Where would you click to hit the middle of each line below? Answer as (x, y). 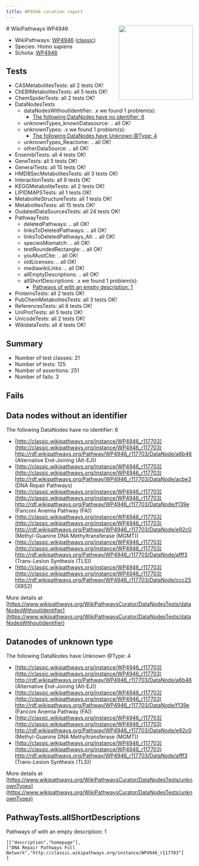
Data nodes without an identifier (67, 416)
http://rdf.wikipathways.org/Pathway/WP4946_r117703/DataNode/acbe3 (103, 479)
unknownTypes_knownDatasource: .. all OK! (77, 123)
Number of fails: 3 (37, 377)
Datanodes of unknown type (60, 641)
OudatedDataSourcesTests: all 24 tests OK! (67, 212)
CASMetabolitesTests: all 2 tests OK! (59, 85)
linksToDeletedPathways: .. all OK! (65, 230)
